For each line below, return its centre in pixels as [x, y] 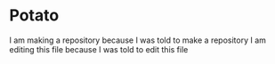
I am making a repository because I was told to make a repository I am [138, 40]
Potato [34, 16]
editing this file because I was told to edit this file [99, 49]
